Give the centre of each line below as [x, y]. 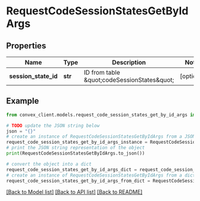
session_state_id [33, 76]
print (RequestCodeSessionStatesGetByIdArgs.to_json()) [76, 153]
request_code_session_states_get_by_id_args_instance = [77, 142]
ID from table [102, 72]
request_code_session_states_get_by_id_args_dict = [71, 169]
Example [23, 101]
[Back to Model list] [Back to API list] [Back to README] [74, 192]
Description [129, 62]
